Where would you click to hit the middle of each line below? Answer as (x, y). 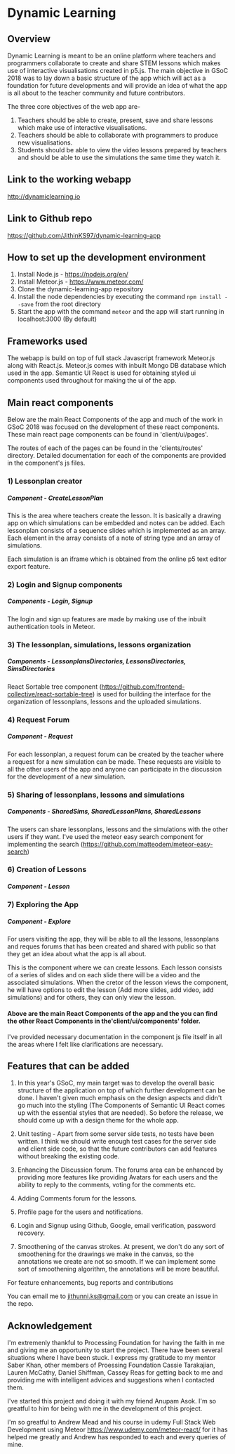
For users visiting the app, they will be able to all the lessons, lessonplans (113, 939)
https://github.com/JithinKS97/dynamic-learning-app (84, 235)
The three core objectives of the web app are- (74, 106)
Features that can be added (68, 1066)
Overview (29, 39)
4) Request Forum (39, 720)
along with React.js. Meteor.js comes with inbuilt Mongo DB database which (117, 366)
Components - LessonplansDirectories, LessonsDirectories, (96, 661)
